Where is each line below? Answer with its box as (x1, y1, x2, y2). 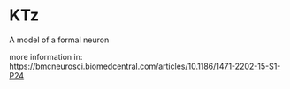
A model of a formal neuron (9, 34, 110, 45)
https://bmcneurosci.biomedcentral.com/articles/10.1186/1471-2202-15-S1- (9, 61, 281, 71)
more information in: (9, 51, 83, 62)
